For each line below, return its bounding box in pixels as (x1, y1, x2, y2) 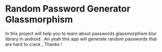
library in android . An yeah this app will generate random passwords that (5, 36, 157, 42)
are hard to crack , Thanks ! (5, 41, 62, 47)
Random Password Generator (5, 3, 131, 15)
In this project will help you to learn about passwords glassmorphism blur (5, 30, 157, 36)
